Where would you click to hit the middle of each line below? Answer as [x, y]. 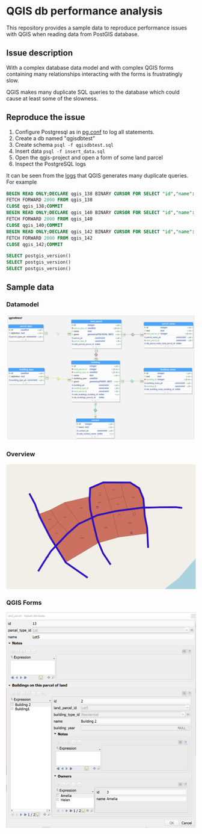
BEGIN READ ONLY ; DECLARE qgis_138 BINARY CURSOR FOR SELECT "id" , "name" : [101, 194]
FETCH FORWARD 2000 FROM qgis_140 [50, 219]
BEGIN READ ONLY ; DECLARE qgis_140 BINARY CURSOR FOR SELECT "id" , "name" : [101, 213]
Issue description [40, 53]
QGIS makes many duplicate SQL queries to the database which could [93, 92]
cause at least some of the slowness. [52, 98]
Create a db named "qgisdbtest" [55, 138]
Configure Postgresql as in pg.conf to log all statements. [84, 132]
